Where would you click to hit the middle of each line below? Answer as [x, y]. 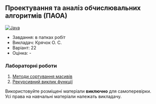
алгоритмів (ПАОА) [36, 16]
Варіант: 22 [24, 48]
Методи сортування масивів [42, 76]
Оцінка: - [22, 53]
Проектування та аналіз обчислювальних [73, 8]
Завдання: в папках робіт [39, 37]
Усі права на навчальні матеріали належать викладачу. [63, 97]
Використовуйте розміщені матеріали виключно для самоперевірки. [78, 91]
